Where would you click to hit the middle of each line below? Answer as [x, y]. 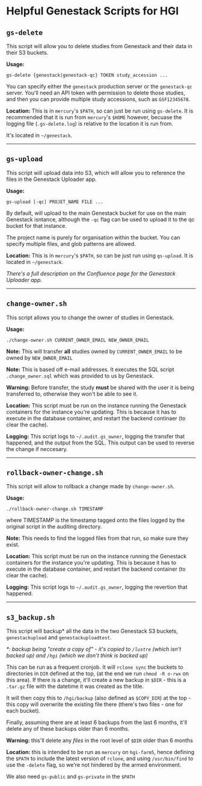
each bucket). [23, 711]
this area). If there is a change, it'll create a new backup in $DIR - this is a [96, 680]
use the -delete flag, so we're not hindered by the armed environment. [94, 765]
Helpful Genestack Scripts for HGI [93, 11]
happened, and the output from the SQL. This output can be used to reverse [100, 443]
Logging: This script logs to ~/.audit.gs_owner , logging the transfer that [96, 436]
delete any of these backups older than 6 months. [68, 729]
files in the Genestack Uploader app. [52, 179]
